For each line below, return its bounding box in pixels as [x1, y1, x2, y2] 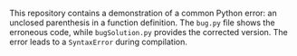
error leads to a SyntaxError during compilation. [9, 36, 187, 47]
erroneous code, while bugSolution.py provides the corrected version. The [9, 27, 288, 37]
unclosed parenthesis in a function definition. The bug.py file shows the [9, 17, 275, 28]
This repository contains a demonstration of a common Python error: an [9, 8, 278, 18]
